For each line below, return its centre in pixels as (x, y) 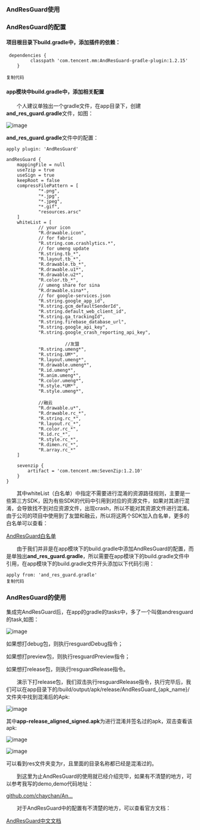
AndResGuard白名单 (31, 536)
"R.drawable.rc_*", (62, 414)
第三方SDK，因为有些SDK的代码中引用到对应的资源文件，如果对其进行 (98, 501)
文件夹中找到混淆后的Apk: (38, 696)
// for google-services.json (74, 296)
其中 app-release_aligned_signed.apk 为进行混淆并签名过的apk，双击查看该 (99, 721)
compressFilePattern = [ (48, 186)
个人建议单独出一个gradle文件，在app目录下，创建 (79, 106)
